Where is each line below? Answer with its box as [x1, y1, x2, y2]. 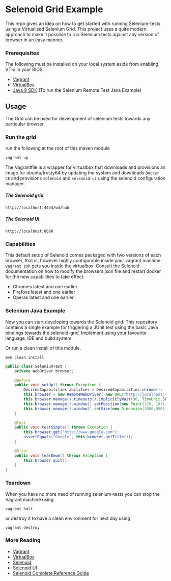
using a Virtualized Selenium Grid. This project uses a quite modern [5, 26, 147, 32]
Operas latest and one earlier [12, 294, 74, 300]
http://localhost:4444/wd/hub [5, 205, 70, 210]
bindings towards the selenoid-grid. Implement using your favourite [5, 330, 147, 336]
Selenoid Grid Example [5, 4, 103, 15]
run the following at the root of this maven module [5, 145, 110, 151]
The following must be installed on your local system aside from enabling [5, 61, 159, 67]
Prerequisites [5, 49, 39, 57]
